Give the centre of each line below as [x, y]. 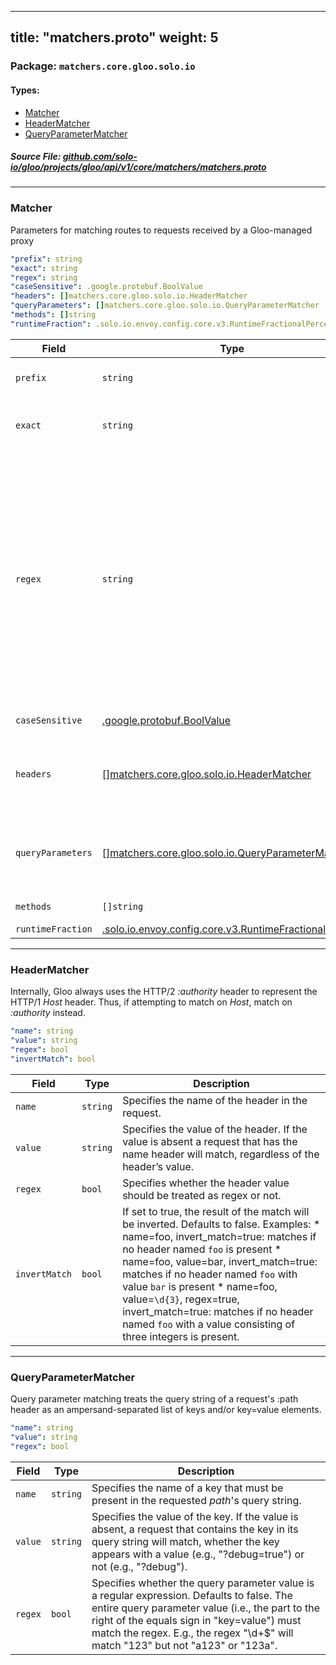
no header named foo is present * [202, 1249]
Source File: [36, 157]
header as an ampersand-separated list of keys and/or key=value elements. [166, 1409]
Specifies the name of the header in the [215, 1100]
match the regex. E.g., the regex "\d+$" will [192, 1633]
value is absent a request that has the [210, 1141]
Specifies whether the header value [206, 1183]
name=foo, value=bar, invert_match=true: [220, 1261]
